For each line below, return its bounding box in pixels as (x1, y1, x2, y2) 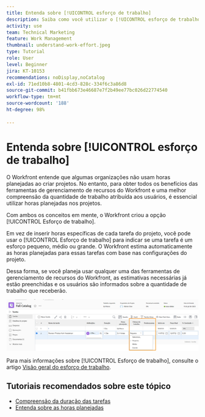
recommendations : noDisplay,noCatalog (6, 74, 105, 81)
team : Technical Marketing (6, 29, 75, 35)
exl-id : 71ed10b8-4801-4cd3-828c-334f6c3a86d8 (6, 81, 127, 87)
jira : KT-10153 (6, 68, 45, 74)
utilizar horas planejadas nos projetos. (6, 199, 103, 207)
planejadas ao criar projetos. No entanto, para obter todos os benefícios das (6, 180, 198, 187)
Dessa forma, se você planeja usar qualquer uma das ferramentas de (6, 267, 180, 275)
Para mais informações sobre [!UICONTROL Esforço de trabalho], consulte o (6, 356, 199, 364)
